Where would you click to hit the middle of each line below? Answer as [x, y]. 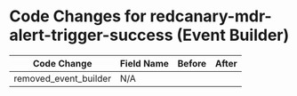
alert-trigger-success [91, 35]
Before [192, 63]
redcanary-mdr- [211, 16]
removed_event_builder [63, 78]
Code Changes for [78, 16]
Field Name [144, 63]
